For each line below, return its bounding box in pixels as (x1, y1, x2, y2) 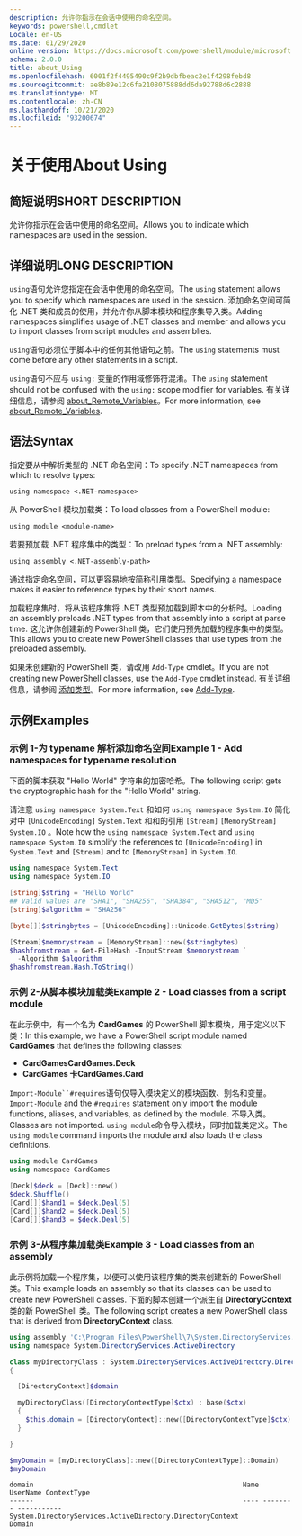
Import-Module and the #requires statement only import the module (9, 1098, 258, 1108)
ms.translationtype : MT (9, 88, 99, 97)
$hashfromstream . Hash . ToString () (9, 962, 135, 972)
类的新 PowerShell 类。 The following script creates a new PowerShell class (9, 1305, 288, 1315)
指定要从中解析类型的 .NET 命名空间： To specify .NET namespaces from (9, 459, 279, 470)
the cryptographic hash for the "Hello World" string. (9, 785, 200, 797)
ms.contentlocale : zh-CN (9, 96, 102, 106)
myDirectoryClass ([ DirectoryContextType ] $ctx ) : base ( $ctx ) (17, 1398, 247, 1407)
